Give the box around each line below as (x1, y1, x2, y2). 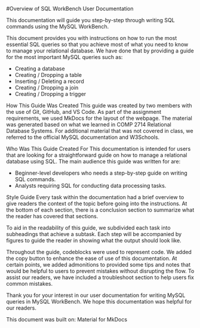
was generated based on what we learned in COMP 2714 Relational (6, 121, 172, 128)
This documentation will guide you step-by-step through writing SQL (6, 17, 175, 23)
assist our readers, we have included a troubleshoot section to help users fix (6, 274, 194, 281)
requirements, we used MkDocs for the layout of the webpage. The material (6, 115, 192, 122)
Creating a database (14, 65, 65, 72)
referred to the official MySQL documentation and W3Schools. (6, 134, 160, 141)
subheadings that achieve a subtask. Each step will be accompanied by (6, 231, 182, 237)
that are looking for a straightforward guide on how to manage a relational (6, 151, 187, 159)
